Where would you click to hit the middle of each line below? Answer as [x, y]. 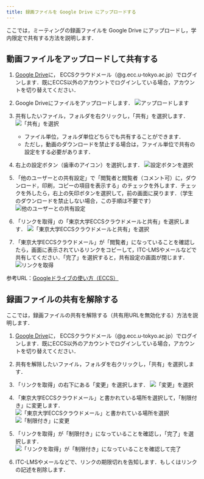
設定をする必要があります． [59, 152]
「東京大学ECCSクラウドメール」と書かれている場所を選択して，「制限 [103, 398]
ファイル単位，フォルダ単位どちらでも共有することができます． [104, 137]
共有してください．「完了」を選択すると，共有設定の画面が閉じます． [101, 258]
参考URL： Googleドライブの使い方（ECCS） [62, 278]
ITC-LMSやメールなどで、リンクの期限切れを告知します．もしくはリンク [106, 462]
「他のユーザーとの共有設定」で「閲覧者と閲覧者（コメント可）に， [100, 178]
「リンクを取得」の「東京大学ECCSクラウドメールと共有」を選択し [100, 221]
